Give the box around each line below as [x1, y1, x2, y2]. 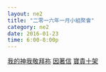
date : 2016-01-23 [7, 30, 59, 37]
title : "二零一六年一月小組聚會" [7, 17, 95, 24]
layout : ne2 [7, 10, 43, 18]
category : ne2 [7, 23, 50, 30]
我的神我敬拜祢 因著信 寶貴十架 [7, 57, 98, 66]
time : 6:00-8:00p [7, 37, 59, 44]
